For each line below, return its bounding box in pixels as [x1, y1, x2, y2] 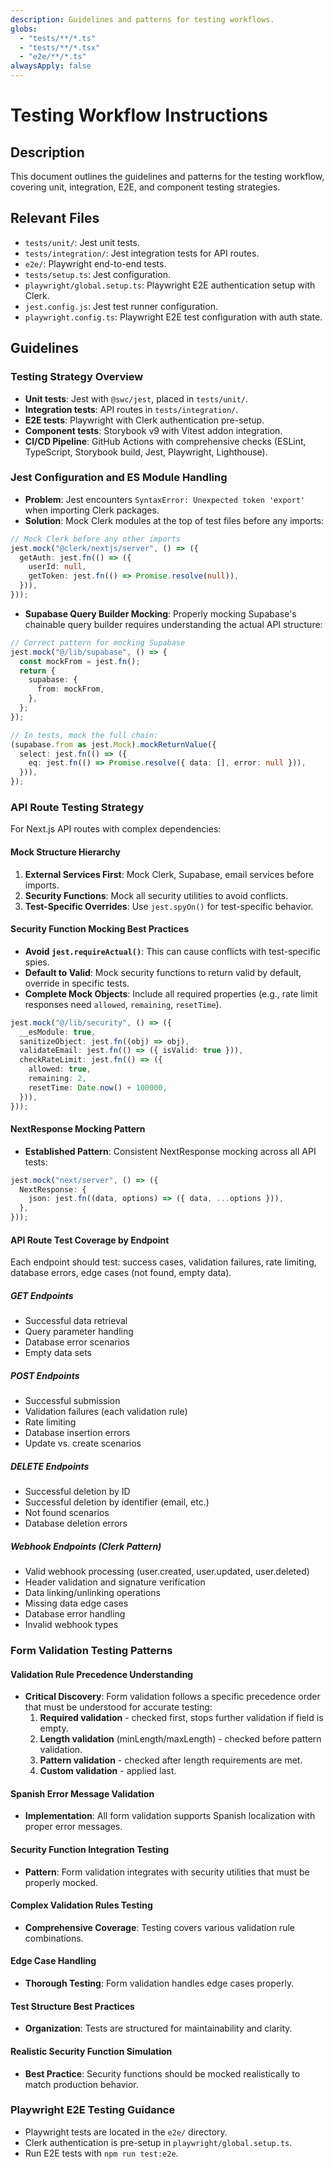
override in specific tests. [24, 977, 130, 989]
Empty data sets [24, 1347, 92, 1359]
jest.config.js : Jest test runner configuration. [24, 300, 218, 312]
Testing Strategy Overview [10, 370, 144, 384]
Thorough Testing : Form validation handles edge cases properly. [24, 1977, 295, 1990]
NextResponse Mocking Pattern [10, 1123, 146, 1135]
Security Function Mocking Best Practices [10, 923, 189, 935]
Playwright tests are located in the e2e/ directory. [24, 2126, 228, 2138]
